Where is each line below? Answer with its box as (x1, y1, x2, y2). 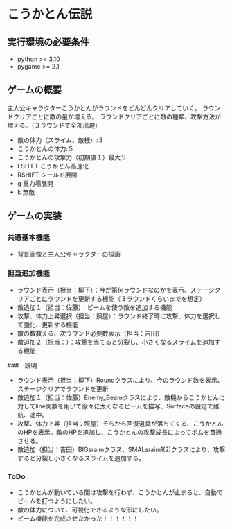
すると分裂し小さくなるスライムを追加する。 (17, 453, 145, 462)
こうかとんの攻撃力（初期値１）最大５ (17, 153, 127, 162)
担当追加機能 (7, 268, 51, 278)
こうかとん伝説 (7, 6, 93, 22)
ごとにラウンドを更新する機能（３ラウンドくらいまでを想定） (29, 294, 206, 302)
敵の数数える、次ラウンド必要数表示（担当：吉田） (17, 329, 163, 337)
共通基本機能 (7, 233, 51, 243)
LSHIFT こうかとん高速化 (17, 162, 89, 170)
